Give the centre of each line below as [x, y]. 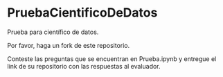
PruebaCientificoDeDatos [82, 13]
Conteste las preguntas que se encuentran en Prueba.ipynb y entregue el [112, 59]
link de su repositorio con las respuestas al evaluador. [84, 66]
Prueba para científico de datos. [53, 32]
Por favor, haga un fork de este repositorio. [69, 45]
